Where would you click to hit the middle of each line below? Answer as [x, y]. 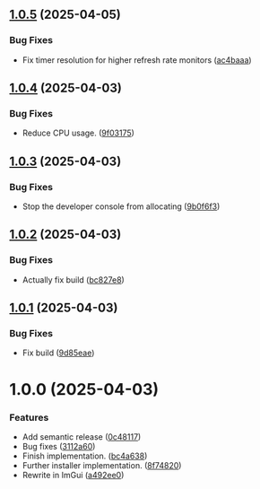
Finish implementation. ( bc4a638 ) [85, 456]
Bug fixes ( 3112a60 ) [59, 446]
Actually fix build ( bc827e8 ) [74, 279]
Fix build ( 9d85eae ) [58, 353]
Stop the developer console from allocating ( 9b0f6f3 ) [121, 206]
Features [29, 417]
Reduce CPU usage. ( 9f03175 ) [78, 133]
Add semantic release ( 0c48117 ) [82, 437]
